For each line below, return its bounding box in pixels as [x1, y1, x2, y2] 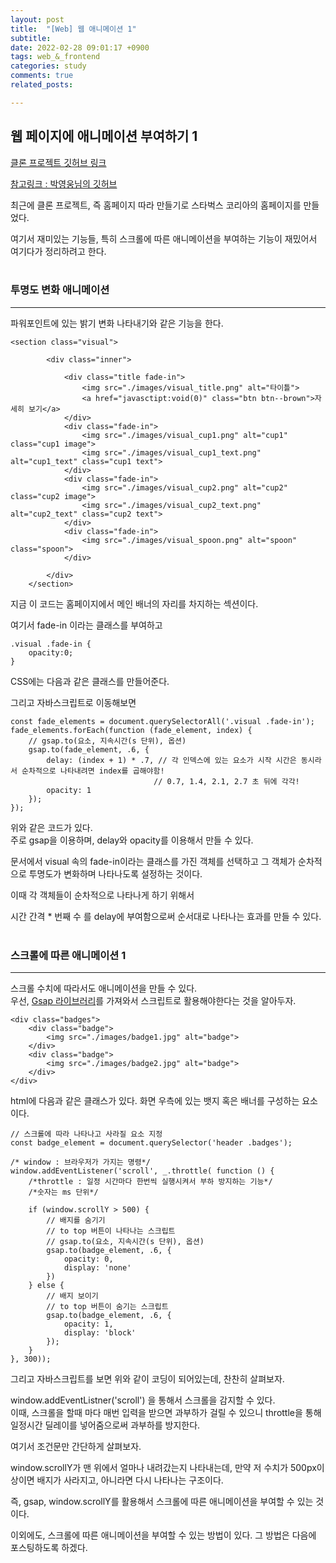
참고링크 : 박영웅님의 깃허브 [10, 177, 118, 190]
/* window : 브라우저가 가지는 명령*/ [10, 1157, 151, 1168]
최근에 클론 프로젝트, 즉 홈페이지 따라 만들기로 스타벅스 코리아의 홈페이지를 [10, 199, 302, 211]
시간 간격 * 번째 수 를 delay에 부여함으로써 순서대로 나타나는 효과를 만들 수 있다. [10, 910, 322, 922]
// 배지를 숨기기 [46, 1216, 106, 1226]
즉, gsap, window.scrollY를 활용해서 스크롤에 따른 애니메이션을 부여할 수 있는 [10, 1496, 314, 1508]
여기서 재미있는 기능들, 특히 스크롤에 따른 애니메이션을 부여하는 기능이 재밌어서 [10, 232, 318, 245]
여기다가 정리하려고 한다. [10, 245, 107, 257]
